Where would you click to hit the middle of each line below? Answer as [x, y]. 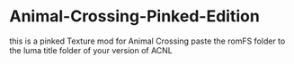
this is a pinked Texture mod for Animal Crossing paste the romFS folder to [147, 41]
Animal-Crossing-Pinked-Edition [135, 16]
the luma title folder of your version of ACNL [91, 50]
